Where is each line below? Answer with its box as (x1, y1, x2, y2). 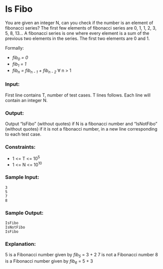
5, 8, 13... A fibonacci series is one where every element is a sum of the (5, 30, 150, 36)
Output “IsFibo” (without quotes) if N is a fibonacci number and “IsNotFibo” (5, 121, 158, 127)
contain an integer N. (5, 97, 48, 103)
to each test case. (5, 131, 42, 137)
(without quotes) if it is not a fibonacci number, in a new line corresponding (5, 126, 158, 132)
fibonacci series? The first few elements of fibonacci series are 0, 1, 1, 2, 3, (5, 25, 157, 31)
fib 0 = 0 (12, 54, 29, 62)
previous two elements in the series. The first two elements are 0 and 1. (5, 35, 150, 41)
